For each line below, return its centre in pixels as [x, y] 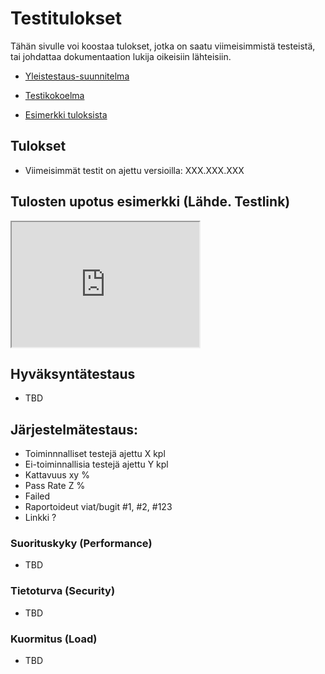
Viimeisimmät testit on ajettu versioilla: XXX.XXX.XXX [134, 170]
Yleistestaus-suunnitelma [77, 76]
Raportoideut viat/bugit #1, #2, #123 [98, 507]
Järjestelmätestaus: [74, 429]
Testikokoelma [54, 95]
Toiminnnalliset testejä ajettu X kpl [95, 454]
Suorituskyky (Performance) [81, 544]
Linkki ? [40, 518]
